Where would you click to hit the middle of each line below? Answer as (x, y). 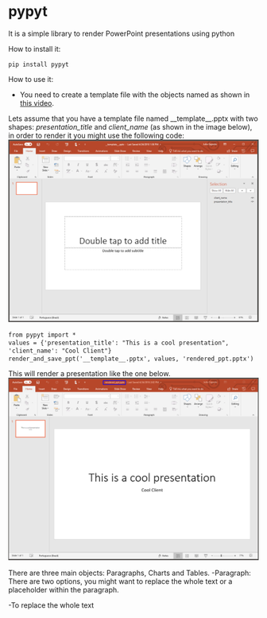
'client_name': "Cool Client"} (60, 351)
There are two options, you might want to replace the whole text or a (120, 581)
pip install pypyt (39, 64)
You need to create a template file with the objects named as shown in (135, 95)
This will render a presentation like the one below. (89, 373)
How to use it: (31, 79)
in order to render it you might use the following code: (96, 135)
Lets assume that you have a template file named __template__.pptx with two (133, 119)
